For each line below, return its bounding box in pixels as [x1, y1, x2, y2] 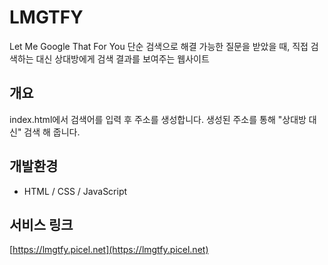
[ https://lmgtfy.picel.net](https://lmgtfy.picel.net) [9, 244, 209, 256]
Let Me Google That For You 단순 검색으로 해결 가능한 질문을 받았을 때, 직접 [9, 40, 309, 52]
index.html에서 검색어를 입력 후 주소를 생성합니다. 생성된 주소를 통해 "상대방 [9, 113, 307, 125]
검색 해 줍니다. [23, 126, 81, 138]
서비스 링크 [9, 216, 74, 233]
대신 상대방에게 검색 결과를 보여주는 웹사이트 [35, 52, 210, 65]
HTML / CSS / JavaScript [23, 185, 128, 197]
